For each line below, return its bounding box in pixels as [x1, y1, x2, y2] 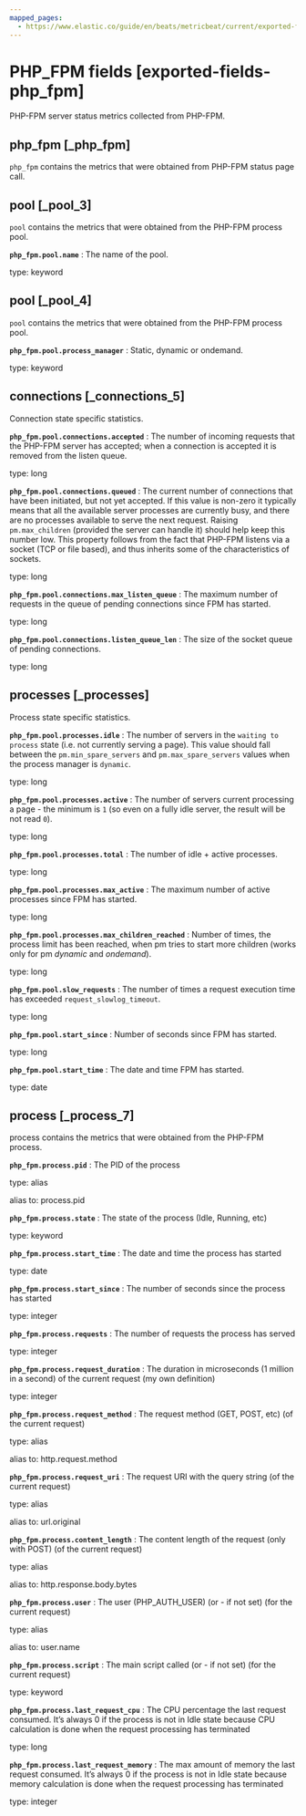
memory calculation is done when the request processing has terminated [9, 1779, 284, 1790]
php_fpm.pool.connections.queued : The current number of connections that [9, 485, 293, 496]
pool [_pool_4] [9, 293, 93, 308]
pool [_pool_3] [9, 197, 92, 213]
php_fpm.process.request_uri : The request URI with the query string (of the [9, 1471, 294, 1482]
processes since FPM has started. [9, 893, 138, 904]
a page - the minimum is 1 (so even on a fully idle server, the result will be [9, 804, 286, 815]
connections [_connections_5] [9, 389, 185, 404]
